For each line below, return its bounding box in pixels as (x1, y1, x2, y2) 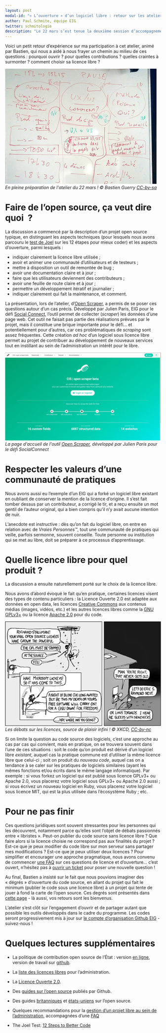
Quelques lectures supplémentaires (5, 937, 156, 949)
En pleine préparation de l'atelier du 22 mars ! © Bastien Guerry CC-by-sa (5, 185, 157, 191)
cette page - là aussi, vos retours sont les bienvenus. (5, 895, 113, 901)
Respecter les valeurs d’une (5, 464, 122, 475)
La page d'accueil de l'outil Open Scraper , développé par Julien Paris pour (5, 441, 158, 447)
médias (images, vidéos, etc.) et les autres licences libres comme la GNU (5, 607, 154, 613)
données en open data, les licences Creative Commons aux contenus (5, 601, 147, 607)
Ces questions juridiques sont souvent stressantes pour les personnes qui (5, 822, 156, 828)
